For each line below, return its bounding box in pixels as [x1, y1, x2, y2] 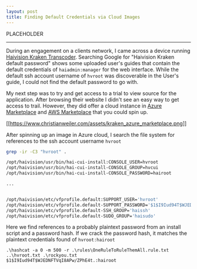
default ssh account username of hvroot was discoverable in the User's [6, 72, 179, 79]
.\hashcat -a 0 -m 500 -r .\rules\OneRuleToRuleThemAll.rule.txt [6, 247, 169, 253]
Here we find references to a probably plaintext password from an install [6, 224, 181, 231]
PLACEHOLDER [6, 30, 44, 37]
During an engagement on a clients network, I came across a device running [6, 47, 191, 54]
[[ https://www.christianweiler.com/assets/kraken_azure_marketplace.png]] [6, 120, 187, 127]
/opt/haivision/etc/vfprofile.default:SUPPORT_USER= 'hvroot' [6, 196, 159, 203]
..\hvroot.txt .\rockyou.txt [6, 253, 77, 258]
